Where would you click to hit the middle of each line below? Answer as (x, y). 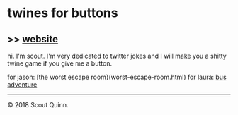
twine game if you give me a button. (59, 63)
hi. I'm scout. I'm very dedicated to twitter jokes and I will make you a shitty (117, 56)
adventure (22, 85)
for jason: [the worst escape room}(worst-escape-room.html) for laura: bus (117, 77)
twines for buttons (63, 13)
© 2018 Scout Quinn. (38, 105)
